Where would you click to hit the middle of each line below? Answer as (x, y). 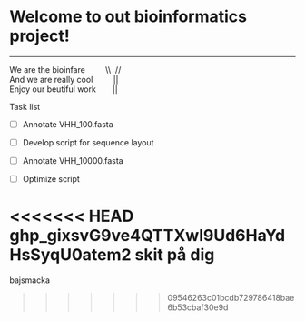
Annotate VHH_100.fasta (68, 124)
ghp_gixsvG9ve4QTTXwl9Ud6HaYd (148, 236)
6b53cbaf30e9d (198, 307)
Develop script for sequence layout (88, 142)
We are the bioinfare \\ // (65, 69)
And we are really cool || (64, 79)
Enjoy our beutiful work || (64, 89)
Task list (25, 106)
